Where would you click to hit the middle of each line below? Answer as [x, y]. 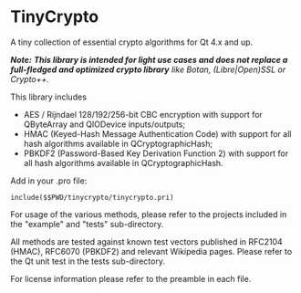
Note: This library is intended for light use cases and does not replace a [149, 59]
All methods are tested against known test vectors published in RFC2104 [147, 241]
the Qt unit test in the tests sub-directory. [88, 261]
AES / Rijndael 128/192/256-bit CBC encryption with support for [143, 114]
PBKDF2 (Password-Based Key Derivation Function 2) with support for [156, 153]
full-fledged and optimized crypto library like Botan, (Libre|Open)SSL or [148, 69]
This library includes [49, 97]
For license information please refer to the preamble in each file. [131, 278]
